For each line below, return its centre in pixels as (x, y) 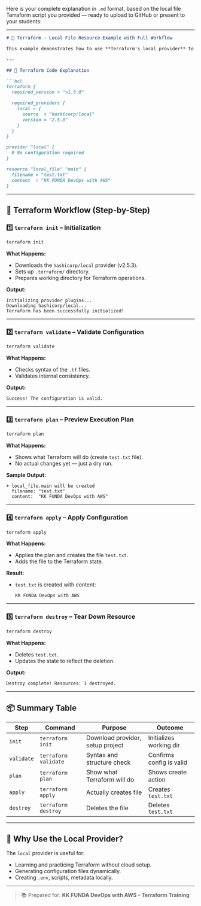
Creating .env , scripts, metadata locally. (64, 878)
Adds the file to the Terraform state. (59, 561)
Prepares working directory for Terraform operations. (80, 278)
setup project (105, 746)
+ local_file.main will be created (51, 486)
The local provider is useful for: (45, 853)
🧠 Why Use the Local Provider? (65, 839)
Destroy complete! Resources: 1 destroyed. (61, 683)
